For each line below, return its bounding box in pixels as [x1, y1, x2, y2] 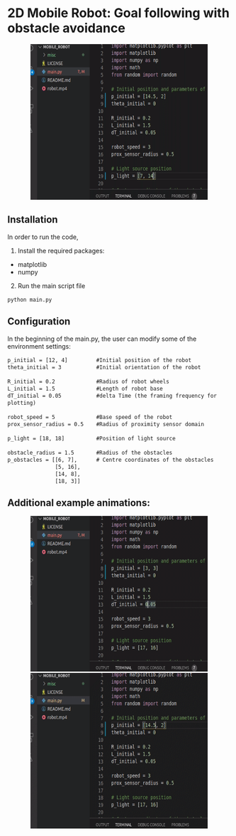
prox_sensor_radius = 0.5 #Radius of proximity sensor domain [7, 420, 204, 428]
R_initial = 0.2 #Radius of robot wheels [7, 378, 170, 385]
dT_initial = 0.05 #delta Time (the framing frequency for [7, 392, 218, 399]
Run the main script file [17, 281, 86, 290]
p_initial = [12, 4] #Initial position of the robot [7, 356, 192, 364]
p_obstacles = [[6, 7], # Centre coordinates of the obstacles [7, 456, 214, 463]
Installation [7, 213, 58, 226]
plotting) [7, 399, 37, 406]
